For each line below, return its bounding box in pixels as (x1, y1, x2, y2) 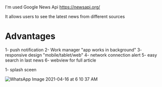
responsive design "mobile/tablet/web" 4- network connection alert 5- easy (5, 52, 157, 58)
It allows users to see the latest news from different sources (5, 14, 125, 19)
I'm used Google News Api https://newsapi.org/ (5, 4, 101, 10)
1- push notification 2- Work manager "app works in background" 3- (5, 46, 142, 53)
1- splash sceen (5, 66, 36, 72)
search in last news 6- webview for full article (5, 57, 96, 63)
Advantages (5, 31, 56, 42)
